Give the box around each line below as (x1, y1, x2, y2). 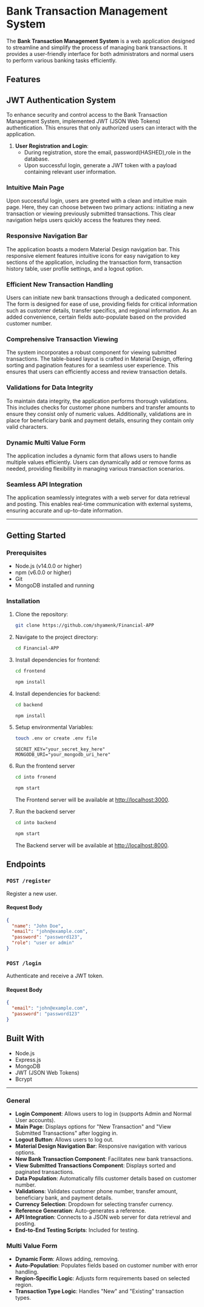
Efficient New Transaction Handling (6, 280, 114, 288)
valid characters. (6, 423, 49, 430)
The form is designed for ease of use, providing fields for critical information (6, 300, 197, 308)
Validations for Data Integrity (6, 383, 93, 392)
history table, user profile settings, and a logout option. (6, 265, 144, 272)
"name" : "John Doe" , (12, 923, 64, 929)
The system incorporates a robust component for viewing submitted (6, 348, 177, 356)
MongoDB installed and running (15, 581, 95, 589)
